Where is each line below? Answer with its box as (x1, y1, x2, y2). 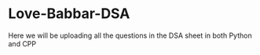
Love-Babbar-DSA (8, 5, 130, 23)
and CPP (8, 38, 37, 48)
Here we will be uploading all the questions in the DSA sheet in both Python (8, 31, 253, 40)
